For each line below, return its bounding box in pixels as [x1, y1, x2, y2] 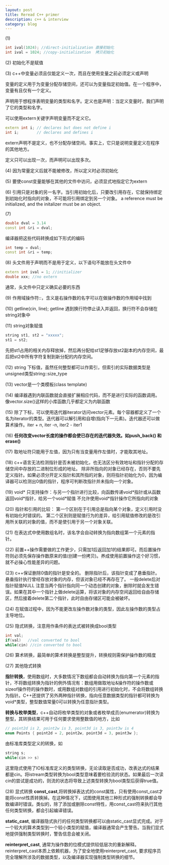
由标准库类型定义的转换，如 [5, 741, 63, 747]
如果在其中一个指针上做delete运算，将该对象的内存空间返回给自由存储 [14, 589, 159, 595]
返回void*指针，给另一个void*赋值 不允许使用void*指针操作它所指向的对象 [5, 495, 158, 501]
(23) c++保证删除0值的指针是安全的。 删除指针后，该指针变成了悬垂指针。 [5, 569, 160, 576]
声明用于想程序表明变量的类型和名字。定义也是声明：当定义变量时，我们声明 [5, 98, 164, 104]
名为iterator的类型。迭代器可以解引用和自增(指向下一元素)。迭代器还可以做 [5, 415, 160, 421]
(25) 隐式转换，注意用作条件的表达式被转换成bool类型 [5, 622, 117, 629]
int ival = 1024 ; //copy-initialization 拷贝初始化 [5, 50, 114, 55]
